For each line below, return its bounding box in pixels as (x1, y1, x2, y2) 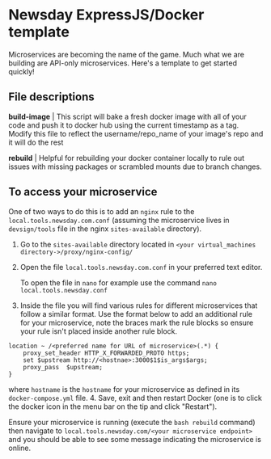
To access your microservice (8, 185, 158, 199)
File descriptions (8, 91, 95, 104)
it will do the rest (8, 137, 64, 147)
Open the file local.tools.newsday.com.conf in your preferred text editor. (19, 262, 263, 272)
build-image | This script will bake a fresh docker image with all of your (8, 112, 247, 121)
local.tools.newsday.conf (19, 286, 108, 294)
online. (8, 443, 31, 453)
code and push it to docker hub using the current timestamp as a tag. (8, 120, 239, 130)
